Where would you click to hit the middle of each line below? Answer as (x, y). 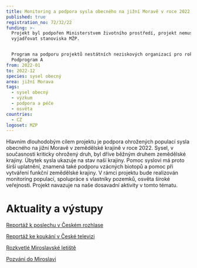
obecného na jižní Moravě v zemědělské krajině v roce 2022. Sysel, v (90, 148)
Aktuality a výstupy (55, 209)
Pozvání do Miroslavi (31, 259)
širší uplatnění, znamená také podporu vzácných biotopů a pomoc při (90, 167)
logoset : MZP (22, 125)
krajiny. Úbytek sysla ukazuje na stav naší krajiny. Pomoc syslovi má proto (95, 160)
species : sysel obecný (34, 76)
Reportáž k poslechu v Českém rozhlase (55, 225)
